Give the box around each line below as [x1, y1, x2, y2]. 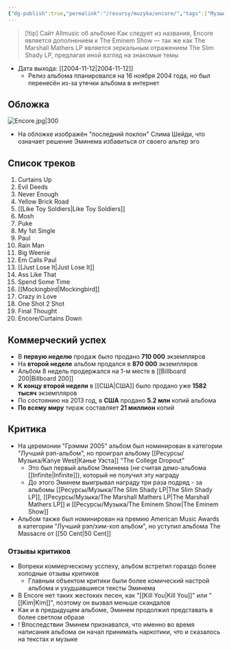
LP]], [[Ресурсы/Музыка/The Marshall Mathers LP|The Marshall [27, 493, 210, 501]
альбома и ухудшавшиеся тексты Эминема [27, 584, 156, 592]
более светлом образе [17, 613, 85, 622]
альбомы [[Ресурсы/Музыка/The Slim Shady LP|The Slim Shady [27, 485, 213, 493]
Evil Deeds [17, 183, 49, 191]
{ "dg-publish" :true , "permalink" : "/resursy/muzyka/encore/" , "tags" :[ [8, 10, 208, 17]
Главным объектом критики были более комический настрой [27, 576, 210, 585]
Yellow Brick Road [17, 197, 69, 206]
